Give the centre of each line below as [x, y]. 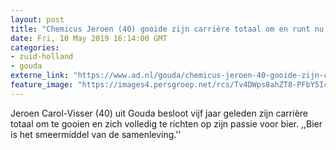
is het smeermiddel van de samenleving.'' [96, 134]
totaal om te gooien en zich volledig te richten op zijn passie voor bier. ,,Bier [166, 123]
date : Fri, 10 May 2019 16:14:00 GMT [89, 38]
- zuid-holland [42, 57]
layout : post [37, 19]
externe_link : [40, 76]
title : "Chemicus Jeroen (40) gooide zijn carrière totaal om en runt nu [167, 29]
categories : [35, 47]
